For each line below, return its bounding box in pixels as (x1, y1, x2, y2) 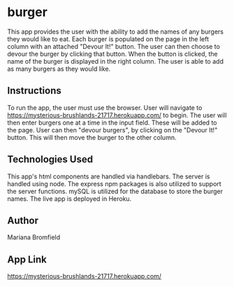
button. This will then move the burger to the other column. (7, 133, 177, 141)
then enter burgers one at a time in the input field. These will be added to (7, 118, 217, 127)
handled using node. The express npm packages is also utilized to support (7, 179, 221, 188)
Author (7, 214, 38, 226)
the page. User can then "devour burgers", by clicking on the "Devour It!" (7, 125, 218, 134)
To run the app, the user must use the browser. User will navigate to (7, 103, 203, 112)
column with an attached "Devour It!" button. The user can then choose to (7, 42, 220, 50)
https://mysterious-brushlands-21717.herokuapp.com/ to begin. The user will (7, 111, 227, 119)
